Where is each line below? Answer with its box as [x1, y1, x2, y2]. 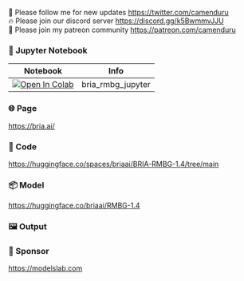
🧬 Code [8, 140, 37, 152]
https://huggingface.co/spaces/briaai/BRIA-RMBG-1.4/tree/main [8, 159, 219, 168]
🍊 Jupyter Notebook [8, 45, 88, 56]
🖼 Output [8, 221, 47, 232]
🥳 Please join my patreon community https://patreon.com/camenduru [8, 25, 237, 34]
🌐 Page [8, 103, 37, 114]
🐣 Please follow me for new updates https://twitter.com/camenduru [8, 8, 229, 17]
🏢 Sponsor [8, 246, 49, 257]
